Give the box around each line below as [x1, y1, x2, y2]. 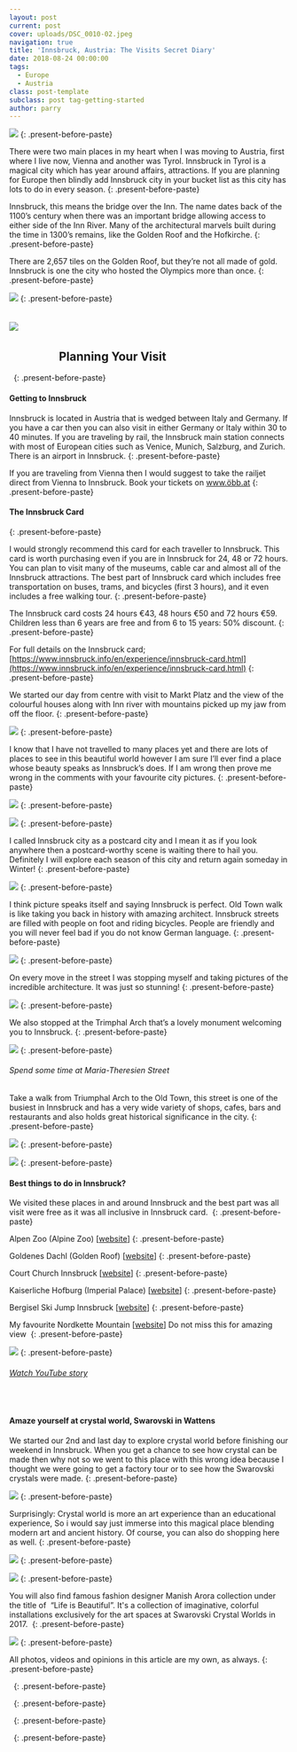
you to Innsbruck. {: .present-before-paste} [9, 1026, 168, 1037]
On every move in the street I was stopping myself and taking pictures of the [9, 972, 289, 983]
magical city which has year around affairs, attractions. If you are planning [9, 165, 280, 176]
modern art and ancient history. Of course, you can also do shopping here [9, 1527, 280, 1537]
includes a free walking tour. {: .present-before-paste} [9, 591, 207, 601]
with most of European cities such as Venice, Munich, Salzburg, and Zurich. [9, 441, 285, 452]
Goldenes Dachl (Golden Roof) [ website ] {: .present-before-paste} [9, 1251, 251, 1261]
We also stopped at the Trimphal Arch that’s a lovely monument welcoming [9, 1017, 282, 1027]
